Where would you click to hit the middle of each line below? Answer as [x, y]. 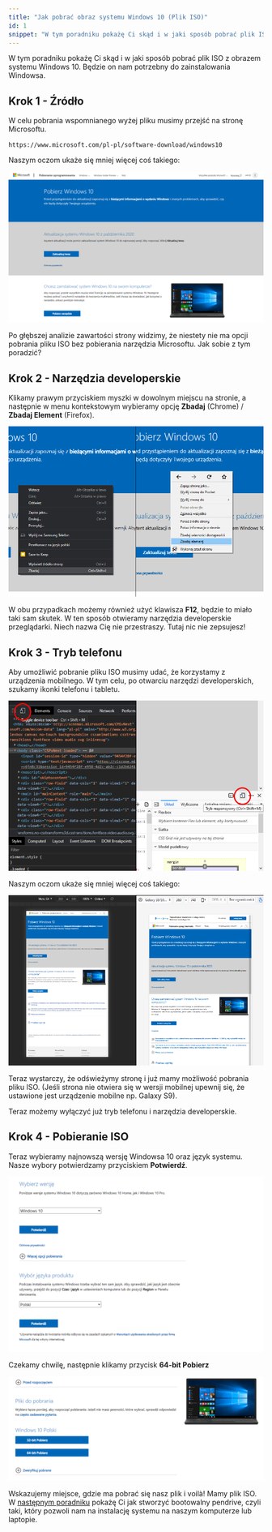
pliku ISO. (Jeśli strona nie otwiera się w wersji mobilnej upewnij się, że [127, 1088]
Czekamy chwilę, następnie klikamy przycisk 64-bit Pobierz [109, 1365]
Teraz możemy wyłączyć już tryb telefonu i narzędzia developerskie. [123, 1112]
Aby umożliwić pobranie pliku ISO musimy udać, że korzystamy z [117, 672]
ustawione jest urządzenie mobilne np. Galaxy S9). [93, 1096]
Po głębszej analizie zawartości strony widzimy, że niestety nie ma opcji [128, 336]
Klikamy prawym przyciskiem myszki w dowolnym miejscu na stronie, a [127, 398]
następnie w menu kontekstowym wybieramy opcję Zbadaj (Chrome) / [126, 406]
